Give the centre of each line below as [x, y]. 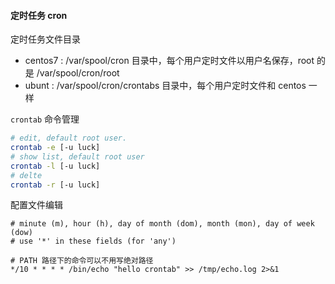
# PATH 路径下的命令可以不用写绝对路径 [82, 261]
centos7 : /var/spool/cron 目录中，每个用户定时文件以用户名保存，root [169, 61]
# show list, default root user [77, 156]
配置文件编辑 [36, 205]
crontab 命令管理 [45, 119]
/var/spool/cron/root [78, 73]
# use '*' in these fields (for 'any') [93, 241]
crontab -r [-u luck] [55, 185]
